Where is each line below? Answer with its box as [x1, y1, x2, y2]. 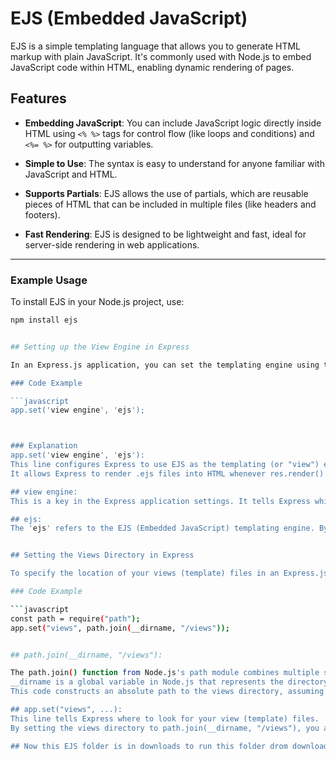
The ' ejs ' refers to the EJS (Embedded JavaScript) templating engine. [10, 523, 315, 534]
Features [10, 90, 67, 107]
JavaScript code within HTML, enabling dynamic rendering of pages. [10, 61, 295, 73]
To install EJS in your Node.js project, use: [10, 296, 185, 308]
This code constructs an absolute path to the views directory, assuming [10, 687, 325, 697]
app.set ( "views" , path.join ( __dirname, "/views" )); [10, 623, 230, 633]
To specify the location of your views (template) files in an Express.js [10, 568, 329, 579]
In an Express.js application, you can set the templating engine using [10, 360, 320, 370]
